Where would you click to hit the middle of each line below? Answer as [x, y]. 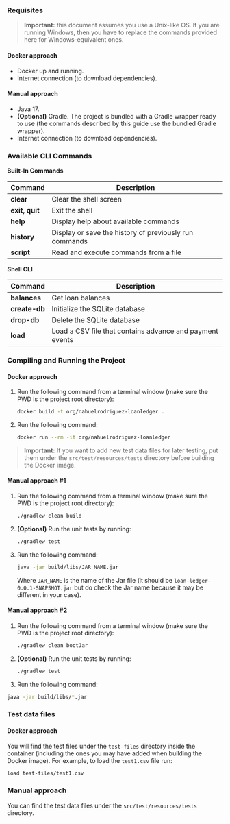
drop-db [25, 320]
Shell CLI [20, 269]
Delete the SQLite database [96, 320]
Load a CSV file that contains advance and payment [135, 331]
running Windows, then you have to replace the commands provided [120, 32]
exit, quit [25, 210]
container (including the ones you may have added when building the [105, 753]
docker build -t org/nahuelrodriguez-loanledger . [91, 412]
